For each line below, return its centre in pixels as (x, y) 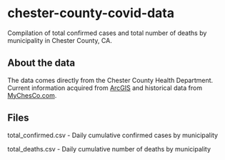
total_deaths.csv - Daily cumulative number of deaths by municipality (109, 149)
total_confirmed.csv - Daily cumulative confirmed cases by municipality (113, 135)
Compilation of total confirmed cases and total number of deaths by (107, 33)
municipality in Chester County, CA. (60, 40)
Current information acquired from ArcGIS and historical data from (105, 88)
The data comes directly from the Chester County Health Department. (110, 80)
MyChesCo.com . (32, 95)
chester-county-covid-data (91, 13)
